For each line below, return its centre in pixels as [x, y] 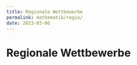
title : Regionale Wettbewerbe [45, 12]
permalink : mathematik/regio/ [45, 17]
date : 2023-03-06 [28, 23]
